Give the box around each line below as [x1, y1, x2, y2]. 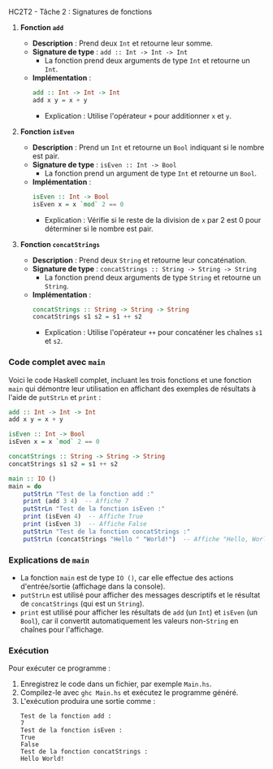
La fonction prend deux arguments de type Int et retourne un [44, 56, 250, 65]
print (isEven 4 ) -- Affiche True [23, 512, 144, 521]
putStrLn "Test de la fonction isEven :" [23, 505, 165, 513]
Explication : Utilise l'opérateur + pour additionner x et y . [44, 111, 232, 120]
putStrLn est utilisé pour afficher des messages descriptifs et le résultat [19, 589, 261, 600]
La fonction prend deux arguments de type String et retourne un [44, 272, 262, 282]
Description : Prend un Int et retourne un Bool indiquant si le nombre [32, 142, 265, 152]
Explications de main [8, 554, 89, 566]
